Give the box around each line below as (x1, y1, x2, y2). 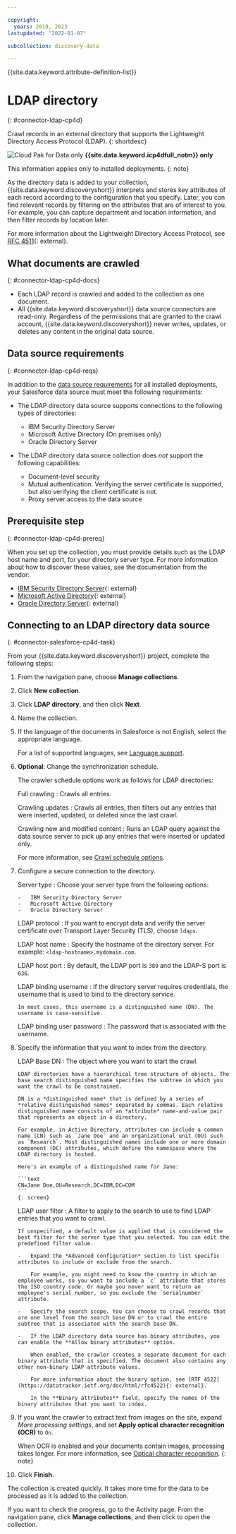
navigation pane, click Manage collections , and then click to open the (7, 1513, 211, 1521)
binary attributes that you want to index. (17, 1401, 148, 1408)
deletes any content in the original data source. (17, 328, 155, 335)
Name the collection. (17, 714, 78, 722)
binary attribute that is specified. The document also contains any (17, 1358, 227, 1365)
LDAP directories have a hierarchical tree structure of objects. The (17, 1071, 230, 1078)
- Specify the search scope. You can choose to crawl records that (17, 1308, 227, 1315)
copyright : (7, 16, 39, 23)
